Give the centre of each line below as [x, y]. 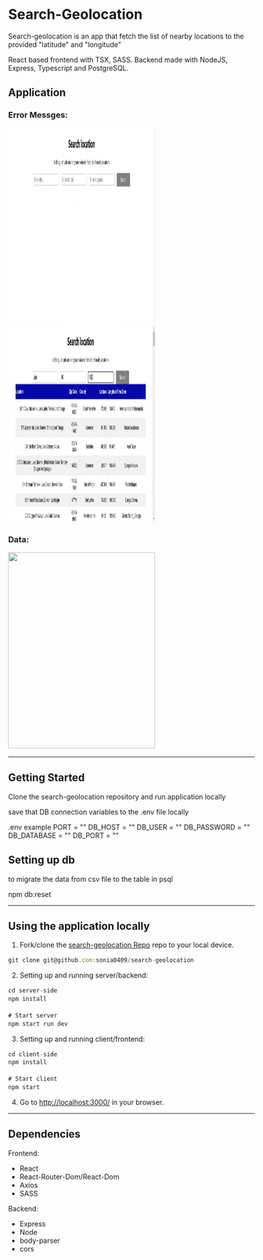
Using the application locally [79, 926]
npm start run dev [38, 1024]
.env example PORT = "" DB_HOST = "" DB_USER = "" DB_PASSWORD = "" [129, 827]
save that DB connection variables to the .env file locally [99, 812]
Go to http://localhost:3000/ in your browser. [92, 1102]
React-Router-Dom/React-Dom [69, 1176]
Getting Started [47, 778]
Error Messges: [38, 115]
